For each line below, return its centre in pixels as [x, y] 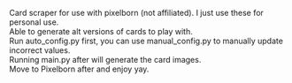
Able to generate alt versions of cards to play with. [101, 31]
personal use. [34, 22]
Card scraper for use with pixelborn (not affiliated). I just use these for [136, 13]
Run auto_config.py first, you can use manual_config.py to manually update [146, 41]
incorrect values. [40, 50]
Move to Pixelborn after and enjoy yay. [79, 69]
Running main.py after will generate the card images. [105, 60]
